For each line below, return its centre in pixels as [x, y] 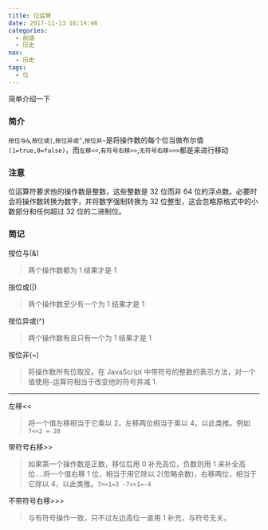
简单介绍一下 [29, 98]
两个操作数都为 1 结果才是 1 [72, 270]
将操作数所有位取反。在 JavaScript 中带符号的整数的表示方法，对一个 [142, 371]
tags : [17, 68]
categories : [28, 30]
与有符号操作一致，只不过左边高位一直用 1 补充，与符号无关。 [129, 517]
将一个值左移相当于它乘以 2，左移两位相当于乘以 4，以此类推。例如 [139, 422]
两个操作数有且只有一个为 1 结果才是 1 [89, 338]
